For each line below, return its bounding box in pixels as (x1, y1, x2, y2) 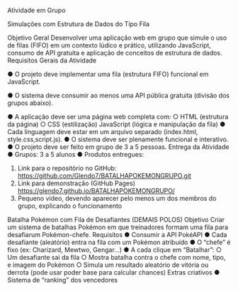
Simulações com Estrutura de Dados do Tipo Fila (7, 20, 150, 28)
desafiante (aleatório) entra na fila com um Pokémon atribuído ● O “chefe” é (7, 238, 231, 246)
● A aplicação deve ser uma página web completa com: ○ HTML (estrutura (7, 113, 229, 121)
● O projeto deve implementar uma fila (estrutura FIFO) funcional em (7, 70, 209, 78)
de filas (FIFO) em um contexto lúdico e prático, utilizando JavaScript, (7, 41, 211, 49)
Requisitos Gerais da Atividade (7, 56, 97, 65)
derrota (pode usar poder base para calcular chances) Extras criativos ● (7, 268, 220, 276)
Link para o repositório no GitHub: (17, 164, 117, 172)
